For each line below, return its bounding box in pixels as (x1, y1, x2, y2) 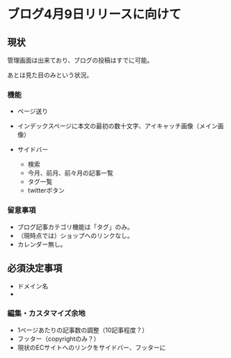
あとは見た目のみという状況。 (7, 71, 93, 79)
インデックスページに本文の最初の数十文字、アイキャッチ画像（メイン (17, 122, 218, 130)
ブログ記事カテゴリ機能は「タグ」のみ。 (17, 222, 134, 231)
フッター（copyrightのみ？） (17, 334, 100, 343)
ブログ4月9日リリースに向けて (7, 6, 182, 22)
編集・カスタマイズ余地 (7, 309, 86, 318)
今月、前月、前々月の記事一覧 (27, 169, 113, 178)
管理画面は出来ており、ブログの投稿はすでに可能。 (7, 56, 154, 64)
